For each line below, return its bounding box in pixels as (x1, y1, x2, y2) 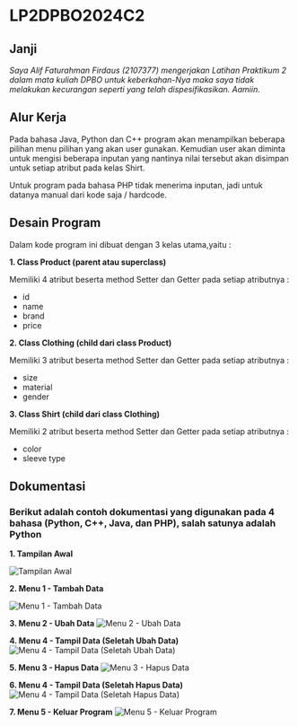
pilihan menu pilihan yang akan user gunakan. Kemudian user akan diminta (9, 143, 285, 153)
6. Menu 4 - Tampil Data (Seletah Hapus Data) (9, 679, 184, 691)
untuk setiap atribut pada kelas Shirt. (9, 162, 145, 173)
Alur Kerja (9, 109, 67, 126)
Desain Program (9, 215, 101, 231)
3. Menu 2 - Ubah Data (9, 618, 95, 629)
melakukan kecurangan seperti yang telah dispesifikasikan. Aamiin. (9, 84, 260, 94)
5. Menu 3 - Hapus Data (9, 662, 100, 673)
